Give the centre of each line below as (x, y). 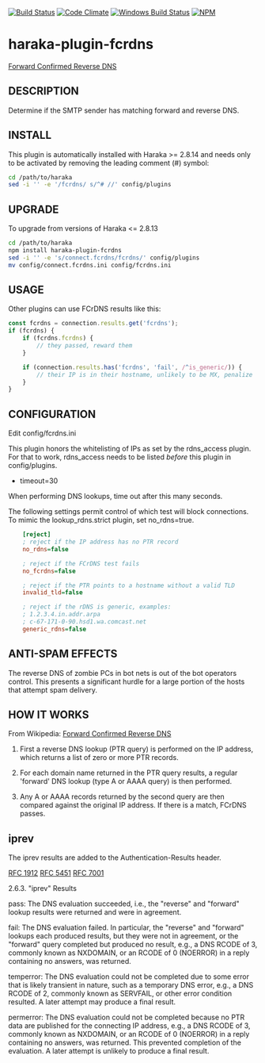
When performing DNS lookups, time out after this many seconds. (115, 497)
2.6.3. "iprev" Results (43, 888)
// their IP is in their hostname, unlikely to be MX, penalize (145, 374)
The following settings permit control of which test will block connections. (129, 512)
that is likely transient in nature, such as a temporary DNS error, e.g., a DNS (131, 985)
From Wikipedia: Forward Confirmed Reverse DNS (90, 734)
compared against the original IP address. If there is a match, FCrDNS (133, 805)
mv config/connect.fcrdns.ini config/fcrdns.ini (90, 265)
